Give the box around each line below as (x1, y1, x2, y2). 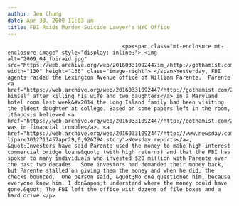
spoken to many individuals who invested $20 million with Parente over (7, 155, 228, 162)
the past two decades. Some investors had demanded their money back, (7, 161, 224, 168)
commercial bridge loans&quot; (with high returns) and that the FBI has (7, 148, 231, 156)
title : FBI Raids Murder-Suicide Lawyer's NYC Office (7, 23, 171, 31)
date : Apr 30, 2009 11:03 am (7, 17, 94, 24)
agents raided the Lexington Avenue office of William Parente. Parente (7, 74, 231, 82)
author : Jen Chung (7, 10, 62, 18)
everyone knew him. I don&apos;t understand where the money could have (7, 180, 228, 187)
